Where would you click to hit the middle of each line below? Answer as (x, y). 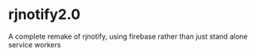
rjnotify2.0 (45, 15)
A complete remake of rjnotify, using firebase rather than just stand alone (128, 36)
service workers (35, 44)
